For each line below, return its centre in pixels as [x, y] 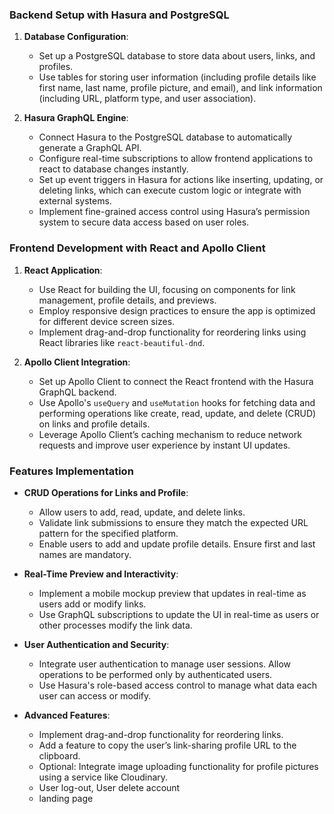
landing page [66, 798]
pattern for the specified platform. [108, 533]
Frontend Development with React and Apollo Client [137, 248]
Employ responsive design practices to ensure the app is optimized [177, 310]
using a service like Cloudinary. [103, 777]
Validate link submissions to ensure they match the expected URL [173, 522]
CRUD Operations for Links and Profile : [106, 492]
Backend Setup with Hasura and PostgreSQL [119, 15]
